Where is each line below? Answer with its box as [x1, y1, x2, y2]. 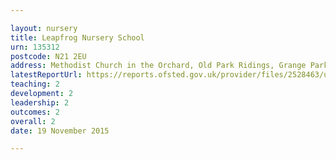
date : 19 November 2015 [10, 126, 110, 136]
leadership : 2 [10, 97, 70, 108]
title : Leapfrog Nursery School [10, 32, 145, 43]
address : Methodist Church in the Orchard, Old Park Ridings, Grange [10, 61, 307, 71]
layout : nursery [10, 23, 78, 33]
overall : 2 [10, 116, 56, 126]
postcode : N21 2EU [10, 51, 87, 61]
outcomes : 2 [10, 107, 60, 117]
